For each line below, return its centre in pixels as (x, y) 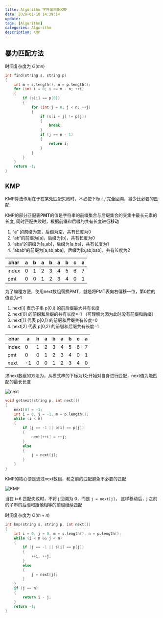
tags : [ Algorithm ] (24, 23)
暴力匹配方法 (24, 54)
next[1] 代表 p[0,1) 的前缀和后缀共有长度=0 (55, 320)
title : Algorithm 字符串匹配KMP (36, 10)
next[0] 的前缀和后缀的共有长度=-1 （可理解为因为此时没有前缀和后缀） (84, 314)
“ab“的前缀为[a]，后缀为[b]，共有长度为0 (54, 238)
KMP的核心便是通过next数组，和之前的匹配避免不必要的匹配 (66, 478)
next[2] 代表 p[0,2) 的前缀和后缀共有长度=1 (55, 326)
